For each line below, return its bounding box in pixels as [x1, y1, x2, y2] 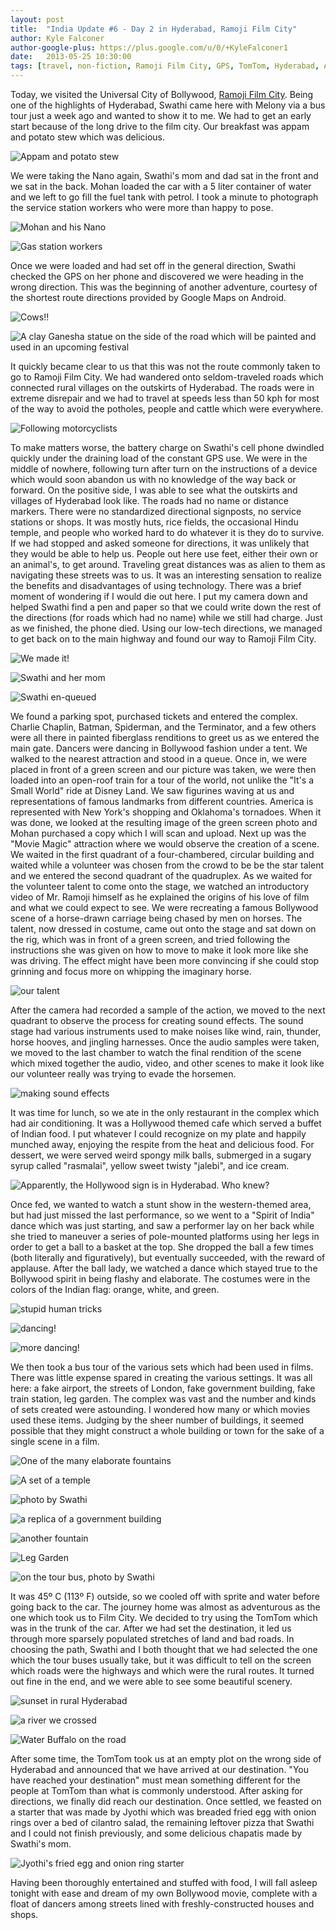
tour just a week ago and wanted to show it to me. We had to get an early [10, 110, 312, 121]
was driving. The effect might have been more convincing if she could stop [10, 955, 320, 966]
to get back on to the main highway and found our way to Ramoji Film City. [10, 633, 317, 645]
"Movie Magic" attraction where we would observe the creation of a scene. [10, 838, 320, 850]
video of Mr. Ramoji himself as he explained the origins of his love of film [10, 891, 310, 903]
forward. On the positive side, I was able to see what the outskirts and [10, 484, 298, 496]
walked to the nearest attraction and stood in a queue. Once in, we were [10, 753, 307, 765]
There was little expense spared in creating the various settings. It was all [10, 1372, 313, 1383]
